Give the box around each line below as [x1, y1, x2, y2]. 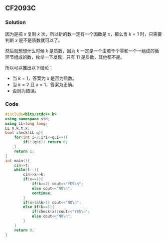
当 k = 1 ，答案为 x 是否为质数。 [12, 75, 77, 81]
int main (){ [5, 158, 30, 163]
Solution [5, 19, 26, 26]
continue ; [31, 191, 52, 196]
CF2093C [5, 4, 36, 12]
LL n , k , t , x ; [5, 126, 30, 131]
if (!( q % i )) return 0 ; [23, 140, 68, 145]
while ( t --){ [14, 167, 39, 173]
